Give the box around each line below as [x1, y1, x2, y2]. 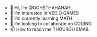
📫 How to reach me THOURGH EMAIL [10, 26, 90, 32]
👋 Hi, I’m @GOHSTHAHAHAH [10, 5, 71, 10]
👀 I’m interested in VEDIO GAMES [10, 10, 79, 16]
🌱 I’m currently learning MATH [10, 15, 73, 21]
